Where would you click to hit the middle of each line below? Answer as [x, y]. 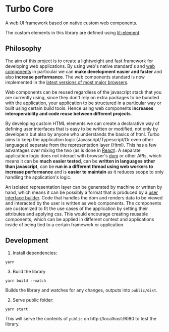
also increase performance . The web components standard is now [75, 77]
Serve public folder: [33, 300]
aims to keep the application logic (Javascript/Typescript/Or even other [79, 139]
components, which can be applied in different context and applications [80, 219]
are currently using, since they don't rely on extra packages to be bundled [82, 97]
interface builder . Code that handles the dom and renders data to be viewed [84, 197]
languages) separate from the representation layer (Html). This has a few [81, 145]
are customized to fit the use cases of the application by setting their [77, 209]
